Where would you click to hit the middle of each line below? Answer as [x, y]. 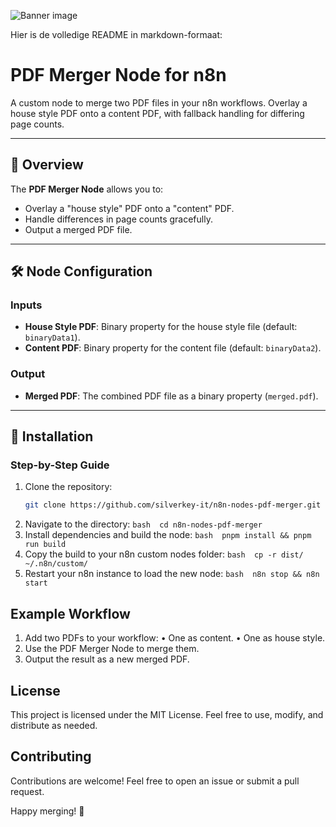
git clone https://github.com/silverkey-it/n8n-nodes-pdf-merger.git [173, 505]
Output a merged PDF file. [78, 229]
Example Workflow [70, 613]
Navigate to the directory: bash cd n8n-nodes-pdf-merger [143, 524]
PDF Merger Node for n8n [118, 75]
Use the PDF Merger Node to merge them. [112, 649]
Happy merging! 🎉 [47, 811]
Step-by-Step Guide [60, 465]
